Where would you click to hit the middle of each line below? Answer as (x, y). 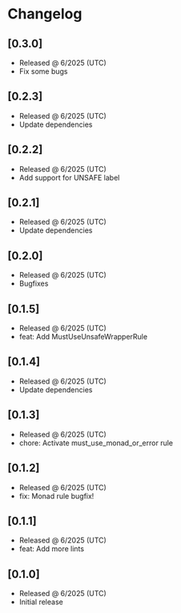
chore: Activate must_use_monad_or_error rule (96, 443)
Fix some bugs (44, 71)
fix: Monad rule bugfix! (56, 496)
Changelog (45, 14)
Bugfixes (34, 284)
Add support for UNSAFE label (69, 177)
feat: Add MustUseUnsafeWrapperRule (83, 337)
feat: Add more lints (52, 549)
